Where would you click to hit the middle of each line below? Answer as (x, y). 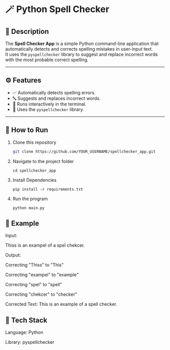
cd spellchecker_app (34, 170)
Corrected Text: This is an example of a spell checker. (61, 304)
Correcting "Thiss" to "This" (35, 265)
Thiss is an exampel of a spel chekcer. (45, 245)
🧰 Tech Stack (26, 320)
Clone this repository (34, 142)
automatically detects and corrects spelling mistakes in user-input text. (79, 49)
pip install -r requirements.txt (48, 189)
